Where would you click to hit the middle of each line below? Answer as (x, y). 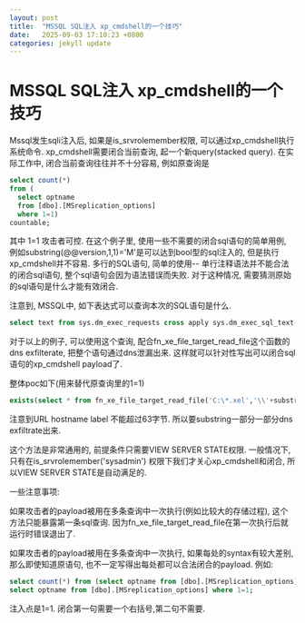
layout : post (34, 18)
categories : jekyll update (60, 43)
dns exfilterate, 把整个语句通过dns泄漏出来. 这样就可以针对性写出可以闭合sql (152, 353)
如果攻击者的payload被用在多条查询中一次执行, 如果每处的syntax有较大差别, (152, 553)
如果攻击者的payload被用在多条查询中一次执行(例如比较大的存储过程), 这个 (149, 511)
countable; (30, 222)
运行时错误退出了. (43, 534)
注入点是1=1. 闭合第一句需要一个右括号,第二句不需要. (108, 608)
